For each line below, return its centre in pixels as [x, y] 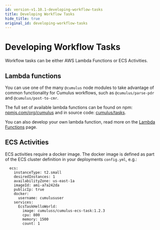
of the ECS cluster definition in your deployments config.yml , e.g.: [71, 159]
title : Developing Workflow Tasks [40, 14]
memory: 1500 [36, 219]
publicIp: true [29, 189]
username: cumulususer [41, 198]
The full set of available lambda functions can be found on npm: [69, 107]
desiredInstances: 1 [34, 177]
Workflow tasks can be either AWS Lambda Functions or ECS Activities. [76, 61]
